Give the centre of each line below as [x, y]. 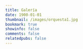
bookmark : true [21, 24]
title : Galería [21, 10]
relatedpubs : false [26, 39]
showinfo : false [22, 29]
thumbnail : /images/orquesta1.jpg [42, 19]
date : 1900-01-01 [24, 15]
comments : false [22, 34]
